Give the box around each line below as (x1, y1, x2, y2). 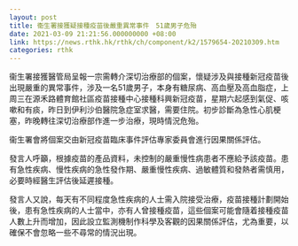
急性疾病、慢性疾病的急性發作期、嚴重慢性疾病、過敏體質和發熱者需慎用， (16, 165, 289, 175)
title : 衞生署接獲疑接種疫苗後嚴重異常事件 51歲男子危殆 (9, 21, 197, 30)
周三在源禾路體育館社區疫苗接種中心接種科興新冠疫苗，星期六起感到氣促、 (9, 94, 281, 104)
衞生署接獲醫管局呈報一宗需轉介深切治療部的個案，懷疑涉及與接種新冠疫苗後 (9, 72, 289, 82)
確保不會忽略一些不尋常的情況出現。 (9, 227, 142, 238)
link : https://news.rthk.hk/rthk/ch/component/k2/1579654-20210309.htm (9, 37, 279, 47)
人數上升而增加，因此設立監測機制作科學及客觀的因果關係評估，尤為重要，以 (9, 216, 289, 227)
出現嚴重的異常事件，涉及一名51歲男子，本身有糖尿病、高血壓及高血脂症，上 (9, 82, 289, 93)
